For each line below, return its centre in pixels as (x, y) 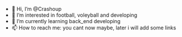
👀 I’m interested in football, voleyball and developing (74, 15)
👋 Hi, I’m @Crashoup (36, 9)
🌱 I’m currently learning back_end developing (66, 21)
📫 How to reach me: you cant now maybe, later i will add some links (94, 28)
